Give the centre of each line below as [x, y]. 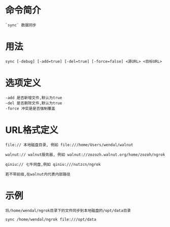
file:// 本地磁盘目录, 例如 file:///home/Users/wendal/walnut [69, 145]
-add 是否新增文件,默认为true [34, 98]
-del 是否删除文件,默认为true [34, 103]
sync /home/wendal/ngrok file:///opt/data [51, 219]
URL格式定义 [32, 130]
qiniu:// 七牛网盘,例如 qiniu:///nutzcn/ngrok [53, 164]
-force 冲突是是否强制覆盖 [30, 108]
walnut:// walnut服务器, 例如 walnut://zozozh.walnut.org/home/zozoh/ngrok [85, 155]
